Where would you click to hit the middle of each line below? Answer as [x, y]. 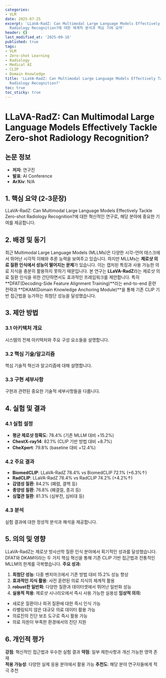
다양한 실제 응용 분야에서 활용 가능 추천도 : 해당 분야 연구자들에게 [90, 664]
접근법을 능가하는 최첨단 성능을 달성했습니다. [53, 296]
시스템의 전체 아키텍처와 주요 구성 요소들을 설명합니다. [57, 340]
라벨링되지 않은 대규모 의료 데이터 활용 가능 [54, 610]
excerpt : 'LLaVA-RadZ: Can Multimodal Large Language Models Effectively [83, 23]
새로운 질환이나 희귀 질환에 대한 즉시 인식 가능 [56, 603]
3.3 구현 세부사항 [24, 379]
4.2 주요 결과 [20, 461]
